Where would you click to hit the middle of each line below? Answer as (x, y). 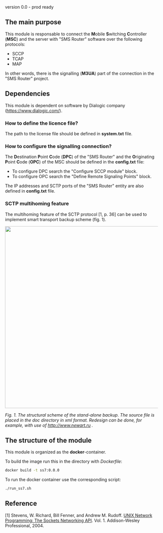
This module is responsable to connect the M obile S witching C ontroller (76, 34)
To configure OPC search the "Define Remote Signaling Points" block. (82, 177)
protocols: (15, 44)
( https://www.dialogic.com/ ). (34, 111)
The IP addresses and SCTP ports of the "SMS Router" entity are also (74, 186)
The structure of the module (49, 440)
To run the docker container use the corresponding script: (63, 480)
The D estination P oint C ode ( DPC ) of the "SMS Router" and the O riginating (80, 157)
